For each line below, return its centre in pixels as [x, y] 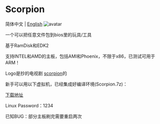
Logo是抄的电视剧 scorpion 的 [36, 73]
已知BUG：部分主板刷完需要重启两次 [44, 116]
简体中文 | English [24, 24]
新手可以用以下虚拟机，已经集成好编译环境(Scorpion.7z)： [66, 84]
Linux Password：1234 [29, 105]
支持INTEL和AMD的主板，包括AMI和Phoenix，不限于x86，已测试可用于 [80, 56]
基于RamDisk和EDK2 [27, 45]
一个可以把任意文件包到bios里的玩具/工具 [48, 34]
